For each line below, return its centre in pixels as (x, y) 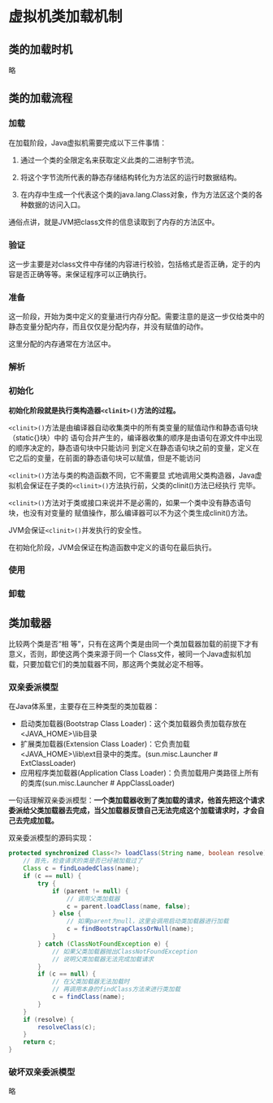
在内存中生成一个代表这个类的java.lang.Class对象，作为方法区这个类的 (138, 194)
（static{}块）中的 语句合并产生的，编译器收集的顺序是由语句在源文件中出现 (135, 437)
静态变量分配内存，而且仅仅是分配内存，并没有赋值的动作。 (108, 327)
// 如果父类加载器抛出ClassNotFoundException (124, 951)
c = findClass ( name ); (89, 997)
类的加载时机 (41, 49)
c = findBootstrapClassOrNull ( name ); (130, 929)
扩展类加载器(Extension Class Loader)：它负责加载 (105, 744)
